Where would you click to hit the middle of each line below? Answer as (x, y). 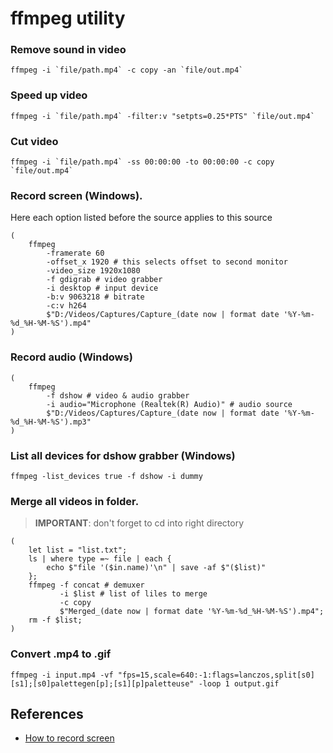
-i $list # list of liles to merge (133, 594)
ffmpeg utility (68, 18)
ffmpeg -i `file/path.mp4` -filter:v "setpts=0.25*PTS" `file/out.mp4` (162, 116)
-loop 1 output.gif (239, 683)
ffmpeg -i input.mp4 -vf (62, 675)
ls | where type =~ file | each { (100, 559)
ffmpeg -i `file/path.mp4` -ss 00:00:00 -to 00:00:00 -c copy (142, 162)
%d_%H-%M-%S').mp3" (51, 422)
